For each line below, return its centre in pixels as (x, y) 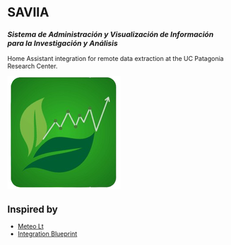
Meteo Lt (30, 227)
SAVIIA (28, 12)
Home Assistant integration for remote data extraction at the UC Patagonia (115, 59)
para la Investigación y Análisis (63, 43)
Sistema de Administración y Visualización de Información (111, 35)
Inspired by (32, 209)
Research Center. (32, 66)
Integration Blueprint (47, 234)
